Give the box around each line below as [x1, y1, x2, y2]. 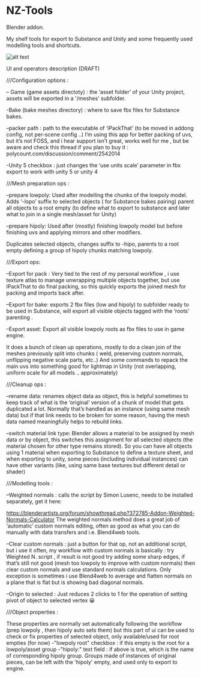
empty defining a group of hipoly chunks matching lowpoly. [6, 246, 154, 253]
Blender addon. [6, 23, 44, 31]
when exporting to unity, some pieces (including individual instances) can [6, 455, 188, 462]
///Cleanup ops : [6, 381, 47, 388]
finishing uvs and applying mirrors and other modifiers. [6, 228, 142, 235]
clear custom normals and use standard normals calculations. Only [6, 565, 172, 573]
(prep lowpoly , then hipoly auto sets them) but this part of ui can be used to [6, 626, 194, 633]
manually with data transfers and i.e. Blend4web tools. [6, 528, 141, 536]
